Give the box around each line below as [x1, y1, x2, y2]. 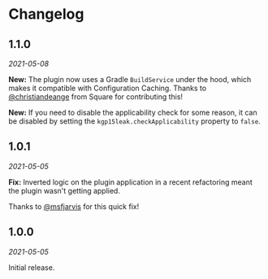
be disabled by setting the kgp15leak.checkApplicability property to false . [8, 116, 262, 126]
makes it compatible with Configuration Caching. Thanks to [8, 83, 207, 93]
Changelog [8, 5, 84, 24]
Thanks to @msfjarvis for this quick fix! [8, 201, 140, 211]
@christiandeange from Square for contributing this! [8, 92, 184, 102]
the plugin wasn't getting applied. [8, 185, 120, 195]
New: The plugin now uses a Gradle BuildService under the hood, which [8, 75, 252, 84]
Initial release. [8, 262, 55, 272]
